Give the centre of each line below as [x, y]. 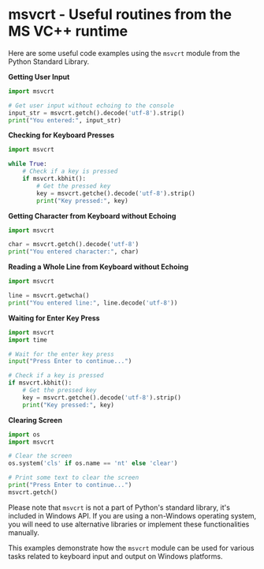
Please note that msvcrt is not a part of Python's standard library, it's [119, 507]
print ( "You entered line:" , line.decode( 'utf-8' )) [93, 303]
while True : [28, 164]
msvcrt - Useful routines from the [120, 15]
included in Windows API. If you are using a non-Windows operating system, [132, 515]
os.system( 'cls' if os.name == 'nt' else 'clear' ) [93, 463]
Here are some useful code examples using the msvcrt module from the [124, 53]
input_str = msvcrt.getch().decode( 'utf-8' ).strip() [97, 113]
